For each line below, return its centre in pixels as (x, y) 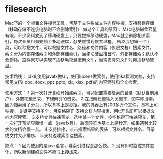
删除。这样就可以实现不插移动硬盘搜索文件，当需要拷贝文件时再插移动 (79, 60)
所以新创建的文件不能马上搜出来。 (47, 152)
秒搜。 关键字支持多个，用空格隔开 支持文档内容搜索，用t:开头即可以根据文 (80, 111)
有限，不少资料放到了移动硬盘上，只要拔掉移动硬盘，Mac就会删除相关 (75, 35)
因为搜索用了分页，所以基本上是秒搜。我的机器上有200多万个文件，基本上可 (81, 105)
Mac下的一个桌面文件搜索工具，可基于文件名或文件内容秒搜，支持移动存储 (80, 23)
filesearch (26, 9)
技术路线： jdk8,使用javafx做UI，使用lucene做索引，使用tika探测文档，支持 (80, 76)
